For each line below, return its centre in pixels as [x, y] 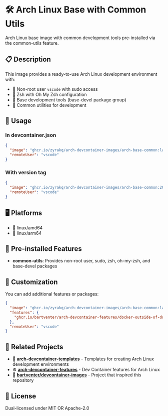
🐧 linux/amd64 [27, 228]
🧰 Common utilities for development [49, 105]
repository [23, 380]
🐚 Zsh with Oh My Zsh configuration [49, 94]
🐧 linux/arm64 [27, 233]
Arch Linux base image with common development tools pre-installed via [80, 38]
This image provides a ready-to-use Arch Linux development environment [81, 74]
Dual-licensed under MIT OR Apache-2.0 [47, 408]
